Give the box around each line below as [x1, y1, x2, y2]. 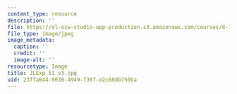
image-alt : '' [13, 57, 55, 64]
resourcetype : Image [7, 63, 68, 70]
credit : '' [13, 50, 46, 57]
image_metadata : [7, 37, 55, 44]
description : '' [7, 17, 55, 24]
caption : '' [13, 43, 49, 50]
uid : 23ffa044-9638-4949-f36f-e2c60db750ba [7, 76, 138, 83]
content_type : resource [7, 10, 78, 18]
